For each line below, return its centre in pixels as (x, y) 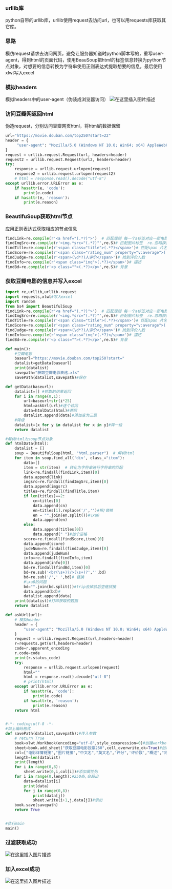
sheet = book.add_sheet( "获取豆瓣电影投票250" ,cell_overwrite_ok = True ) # (88, 748)
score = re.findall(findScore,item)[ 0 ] (64, 539)
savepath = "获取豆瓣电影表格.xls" (47, 373)
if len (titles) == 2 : (45, 496)
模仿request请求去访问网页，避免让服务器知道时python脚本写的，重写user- (85, 53)
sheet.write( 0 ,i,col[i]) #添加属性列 (61, 772)
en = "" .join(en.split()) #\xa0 (66, 515)
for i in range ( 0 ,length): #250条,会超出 (57, 777)
